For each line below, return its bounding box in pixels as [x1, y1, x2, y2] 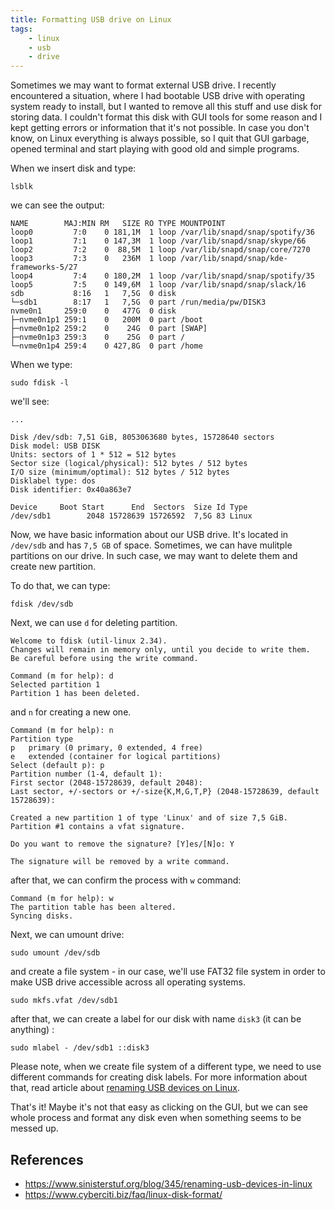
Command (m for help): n [10, 726, 114, 736]
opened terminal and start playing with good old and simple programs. [10, 143, 300, 155]
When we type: [10, 359, 73, 371]
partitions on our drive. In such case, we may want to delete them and [10, 550, 298, 562]
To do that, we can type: [10, 580, 111, 592]
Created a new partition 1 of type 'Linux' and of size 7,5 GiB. [10, 813, 288, 823]
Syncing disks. [10, 911, 74, 921]
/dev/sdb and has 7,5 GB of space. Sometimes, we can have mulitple [10, 539, 293, 551]
